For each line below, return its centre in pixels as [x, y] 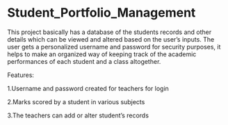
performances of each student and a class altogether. [84, 61]
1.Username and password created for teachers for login [88, 88]
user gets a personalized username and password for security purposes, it [114, 47]
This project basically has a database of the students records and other [109, 32]
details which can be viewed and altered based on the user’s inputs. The [111, 39]
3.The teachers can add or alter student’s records [78, 115]
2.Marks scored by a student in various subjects [76, 101]
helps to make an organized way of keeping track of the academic [102, 54]
